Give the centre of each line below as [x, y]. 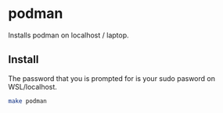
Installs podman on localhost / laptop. [68, 35]
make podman [27, 101]
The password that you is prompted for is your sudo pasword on [111, 78]
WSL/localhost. [32, 87]
